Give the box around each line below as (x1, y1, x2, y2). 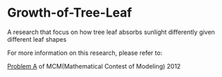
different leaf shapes (7, 35, 67, 43)
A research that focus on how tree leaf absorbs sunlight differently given (7, 28, 216, 36)
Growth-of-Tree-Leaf (7, 5, 132, 21)
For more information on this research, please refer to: (7, 49, 163, 57)
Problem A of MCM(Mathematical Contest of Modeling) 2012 (7, 62, 181, 70)
